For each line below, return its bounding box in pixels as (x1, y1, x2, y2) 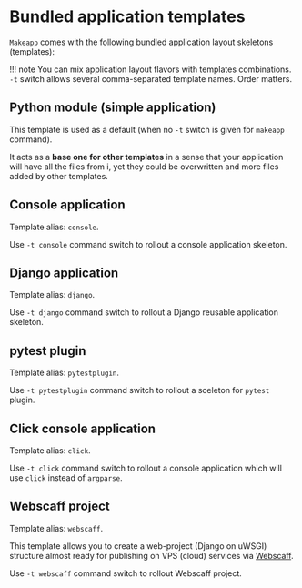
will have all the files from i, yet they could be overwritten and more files (9, 161, 279, 172)
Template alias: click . (9, 445, 91, 456)
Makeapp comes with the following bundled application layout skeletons (9, 36, 274, 47)
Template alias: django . (9, 289, 96, 300)
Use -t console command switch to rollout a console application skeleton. (9, 238, 287, 249)
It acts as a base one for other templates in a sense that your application (9, 151, 284, 162)
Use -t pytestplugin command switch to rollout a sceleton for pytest (9, 385, 270, 396)
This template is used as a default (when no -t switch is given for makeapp (9, 124, 285, 135)
